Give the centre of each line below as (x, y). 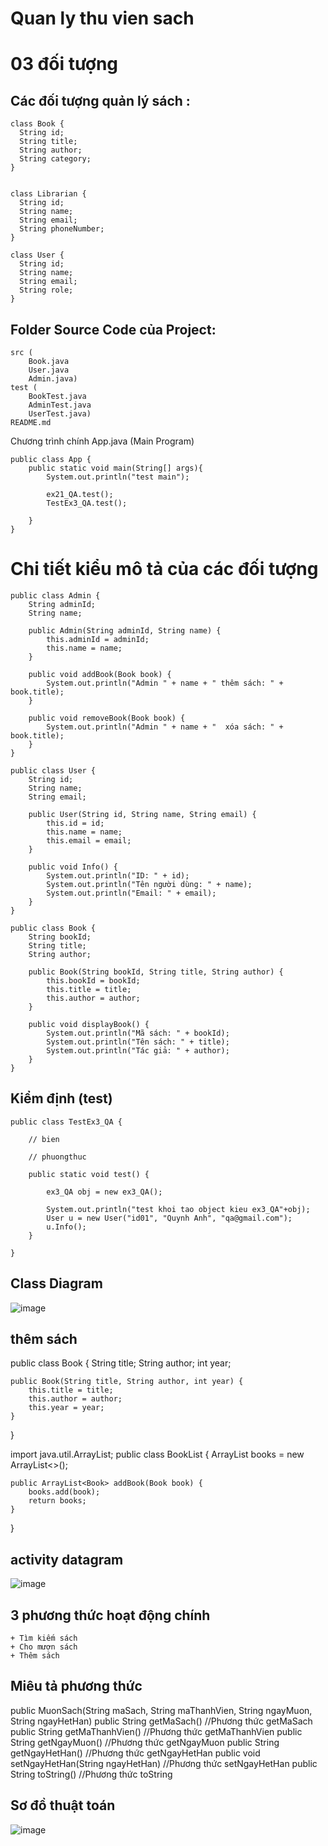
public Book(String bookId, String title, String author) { (156, 972)
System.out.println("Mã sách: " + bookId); (138, 1033)
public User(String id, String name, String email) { (142, 814)
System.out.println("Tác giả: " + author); (138, 1050)
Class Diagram (56, 1283)
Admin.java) (53, 379)
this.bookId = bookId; (93, 980)
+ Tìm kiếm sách (44, 1638)
